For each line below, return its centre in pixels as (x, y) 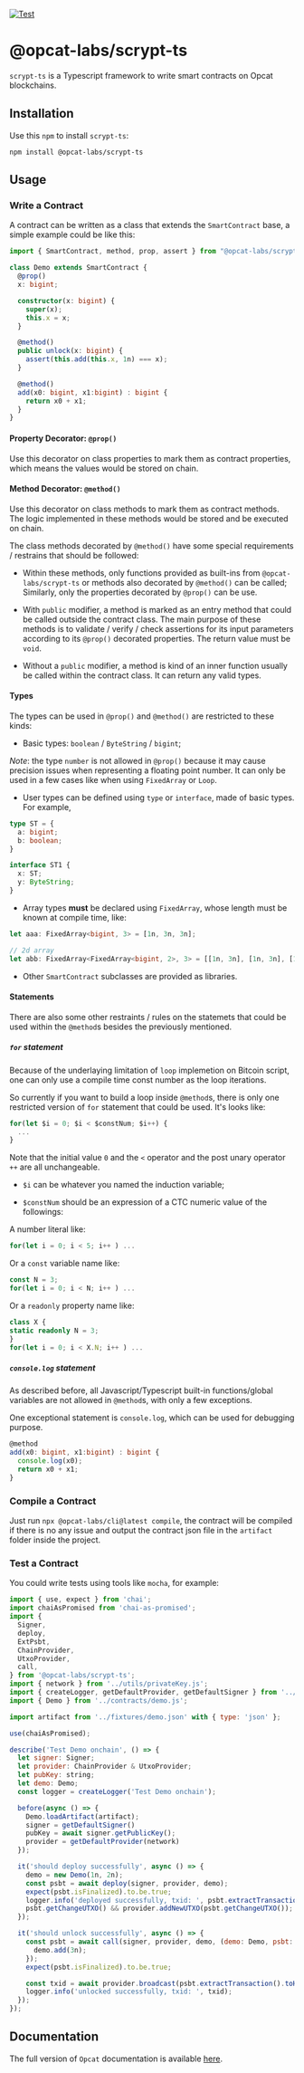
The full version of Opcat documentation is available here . (116, 2059)
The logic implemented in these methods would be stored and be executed (149, 518)
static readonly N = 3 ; (54, 1331)
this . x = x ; (48, 318)
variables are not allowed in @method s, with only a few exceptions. (131, 1400)
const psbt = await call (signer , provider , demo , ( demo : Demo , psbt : (160, 1942)
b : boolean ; (40, 841)
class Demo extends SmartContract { (78, 268)
